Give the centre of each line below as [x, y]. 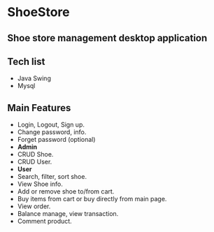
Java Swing [34, 78]
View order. [34, 206]
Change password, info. [52, 132]
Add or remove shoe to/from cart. [66, 191]
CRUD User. [35, 162]
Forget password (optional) [56, 140]
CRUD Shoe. [35, 154]
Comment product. [44, 222]
